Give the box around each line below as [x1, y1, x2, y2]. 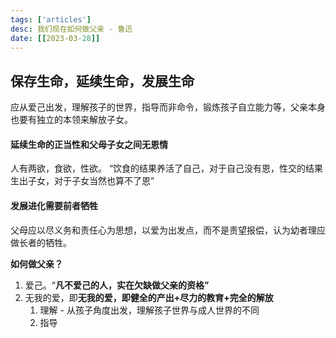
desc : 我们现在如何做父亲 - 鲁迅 [10, 24, 133, 34]
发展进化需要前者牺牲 [10, 199, 98, 211]
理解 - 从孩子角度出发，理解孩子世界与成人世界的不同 [39, 304, 260, 316]
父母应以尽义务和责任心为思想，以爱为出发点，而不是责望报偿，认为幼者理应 [10, 224, 326, 236]
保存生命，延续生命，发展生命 [10, 72, 195, 90]
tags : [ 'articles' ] [10, 14, 92, 25]
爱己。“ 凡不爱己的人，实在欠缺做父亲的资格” [24, 279, 210, 291]
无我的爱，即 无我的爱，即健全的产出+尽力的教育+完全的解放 [24, 291, 274, 303]
